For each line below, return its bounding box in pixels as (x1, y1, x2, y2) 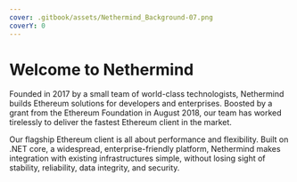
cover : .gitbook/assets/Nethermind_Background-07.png (9, 12, 214, 22)
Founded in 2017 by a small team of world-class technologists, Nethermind (9, 89, 285, 99)
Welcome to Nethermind (9, 59, 194, 80)
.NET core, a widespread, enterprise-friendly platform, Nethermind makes (9, 144, 281, 154)
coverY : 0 (9, 21, 46, 30)
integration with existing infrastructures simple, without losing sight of (9, 153, 266, 164)
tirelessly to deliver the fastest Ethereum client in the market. (9, 117, 232, 128)
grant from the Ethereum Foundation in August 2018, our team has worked (9, 107, 283, 118)
